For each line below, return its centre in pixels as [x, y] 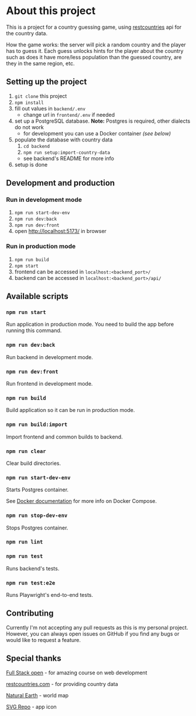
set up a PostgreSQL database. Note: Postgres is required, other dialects [102, 121]
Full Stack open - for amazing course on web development [77, 673]
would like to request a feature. [43, 640]
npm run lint [25, 542]
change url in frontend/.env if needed [69, 114]
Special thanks [34, 658]
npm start [27, 266]
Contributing [30, 614]
